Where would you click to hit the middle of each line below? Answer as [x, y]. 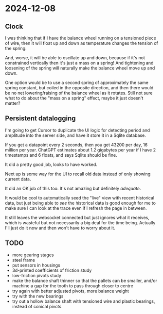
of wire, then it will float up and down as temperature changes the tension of [81, 43]
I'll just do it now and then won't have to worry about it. [60, 228]
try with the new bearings [38, 296]
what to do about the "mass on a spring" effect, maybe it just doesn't [74, 98]
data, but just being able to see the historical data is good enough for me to [80, 203]
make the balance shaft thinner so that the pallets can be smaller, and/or [84, 281]
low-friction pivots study [37, 275]
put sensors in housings [36, 265]
